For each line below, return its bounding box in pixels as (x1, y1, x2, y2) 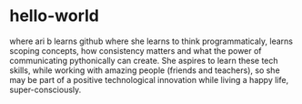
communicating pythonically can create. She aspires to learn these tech (9, 55, 279, 66)
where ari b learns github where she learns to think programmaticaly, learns (9, 36, 294, 47)
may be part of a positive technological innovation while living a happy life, (9, 74, 289, 85)
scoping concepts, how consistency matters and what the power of (9, 45, 262, 56)
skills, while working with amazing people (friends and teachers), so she (9, 65, 280, 76)
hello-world (9, 5, 100, 26)
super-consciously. (9, 84, 82, 95)
